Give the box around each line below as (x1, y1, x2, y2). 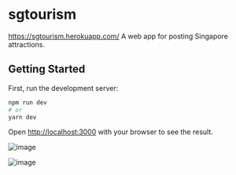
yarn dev (8, 113, 37, 121)
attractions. (8, 39, 46, 49)
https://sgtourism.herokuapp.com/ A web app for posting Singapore (8, 31, 228, 41)
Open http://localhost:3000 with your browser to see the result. (8, 127, 214, 137)
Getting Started (8, 63, 86, 76)
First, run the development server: (8, 83, 119, 93)
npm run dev (8, 98, 47, 107)
